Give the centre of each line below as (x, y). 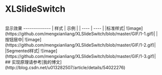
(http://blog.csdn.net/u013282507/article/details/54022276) (65, 67)
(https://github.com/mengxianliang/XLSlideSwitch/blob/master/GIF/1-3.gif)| (81, 56)
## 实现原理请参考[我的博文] (33, 62)
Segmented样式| (23, 51)
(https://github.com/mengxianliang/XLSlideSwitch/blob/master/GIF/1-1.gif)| (80, 34)
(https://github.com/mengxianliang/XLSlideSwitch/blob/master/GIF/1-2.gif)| (81, 45)
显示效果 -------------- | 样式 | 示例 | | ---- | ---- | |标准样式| (65, 28)
